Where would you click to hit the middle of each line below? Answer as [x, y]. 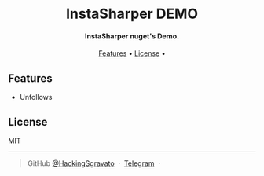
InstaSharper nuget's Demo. [132, 36]
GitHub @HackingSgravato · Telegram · [94, 163]
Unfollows [36, 97]
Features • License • [132, 53]
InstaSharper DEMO [132, 14]
